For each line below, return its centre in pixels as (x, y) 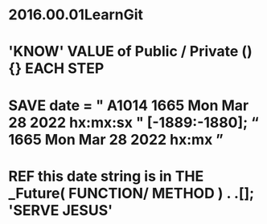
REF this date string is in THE (106, 176)
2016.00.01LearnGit (76, 15)
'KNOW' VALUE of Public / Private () (130, 52)
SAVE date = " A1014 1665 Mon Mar (129, 105)
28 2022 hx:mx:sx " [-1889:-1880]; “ (133, 122)
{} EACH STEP (56, 69)
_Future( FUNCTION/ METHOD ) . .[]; (131, 193)
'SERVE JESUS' (61, 210)
